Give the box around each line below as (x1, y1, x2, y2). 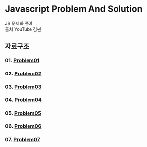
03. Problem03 (5, 83, 42, 90)
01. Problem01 (5, 57, 40, 64)
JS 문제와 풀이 (5, 20, 33, 26)
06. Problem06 (5, 122, 42, 129)
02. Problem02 (5, 70, 42, 77)
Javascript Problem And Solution (5, 3, 143, 15)
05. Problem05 (5, 109, 42, 116)
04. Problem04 (5, 97, 42, 103)
